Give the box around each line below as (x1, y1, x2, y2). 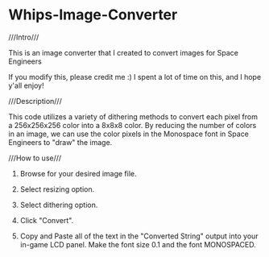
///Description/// (8, 96, 62, 106)
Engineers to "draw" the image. (8, 137, 113, 147)
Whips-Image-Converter (8, 6, 178, 24)
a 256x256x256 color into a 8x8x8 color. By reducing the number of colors (8, 120, 257, 130)
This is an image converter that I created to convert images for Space (8, 48, 239, 57)
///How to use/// (8, 153, 62, 163)
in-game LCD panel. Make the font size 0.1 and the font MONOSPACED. (19, 239, 256, 249)
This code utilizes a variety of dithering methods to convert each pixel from (8, 111, 258, 122)
